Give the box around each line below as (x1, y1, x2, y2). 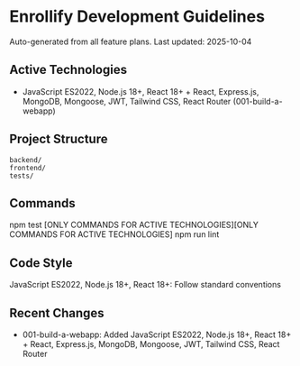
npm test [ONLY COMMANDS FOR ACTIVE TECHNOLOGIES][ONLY (9, 219, 259, 231)
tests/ (9, 171, 34, 180)
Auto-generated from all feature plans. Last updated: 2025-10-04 (9, 36, 252, 47)
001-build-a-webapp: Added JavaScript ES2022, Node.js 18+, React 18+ (22, 329, 292, 340)
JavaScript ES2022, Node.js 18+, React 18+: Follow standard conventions (9, 279, 282, 290)
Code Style (9, 255, 73, 270)
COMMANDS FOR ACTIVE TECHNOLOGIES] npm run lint (9, 229, 220, 240)
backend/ (9, 155, 42, 164)
